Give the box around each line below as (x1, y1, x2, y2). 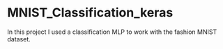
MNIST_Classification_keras (7, 5, 174, 21)
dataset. (7, 35, 31, 43)
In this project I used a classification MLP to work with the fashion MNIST (7, 28, 217, 36)
